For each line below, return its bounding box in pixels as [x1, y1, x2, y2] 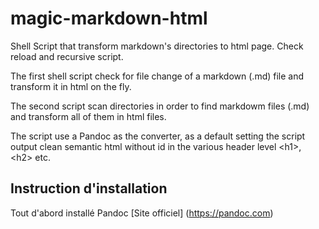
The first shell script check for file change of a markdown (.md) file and [10, 70, 305, 82]
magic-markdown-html [10, 7, 208, 30]
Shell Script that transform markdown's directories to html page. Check [10, 40, 304, 52]
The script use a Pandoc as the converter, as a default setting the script [10, 130, 306, 142]
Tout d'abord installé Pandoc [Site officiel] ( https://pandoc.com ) [10, 207, 274, 219]
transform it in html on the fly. [10, 80, 132, 92]
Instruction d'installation [10, 180, 168, 197]
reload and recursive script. [10, 50, 124, 62]
